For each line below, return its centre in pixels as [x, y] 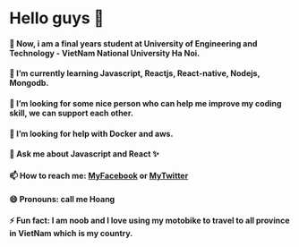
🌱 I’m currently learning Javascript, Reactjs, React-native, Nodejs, [135, 73]
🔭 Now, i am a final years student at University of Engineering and [133, 43]
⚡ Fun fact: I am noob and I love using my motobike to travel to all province [149, 220]
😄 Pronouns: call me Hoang [62, 200]
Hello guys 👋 [57, 18]
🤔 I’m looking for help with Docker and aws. [91, 133]
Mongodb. [29, 83]
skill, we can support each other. [72, 113]
